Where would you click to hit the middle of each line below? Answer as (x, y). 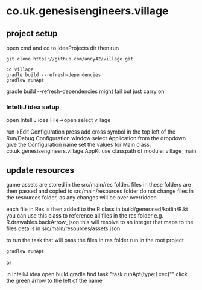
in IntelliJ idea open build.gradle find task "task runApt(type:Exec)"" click (97, 274)
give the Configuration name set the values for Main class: (79, 145)
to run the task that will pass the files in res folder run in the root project (95, 240)
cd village (20, 69)
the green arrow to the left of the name (54, 281)
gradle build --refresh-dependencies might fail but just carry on (85, 91)
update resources (40, 170)
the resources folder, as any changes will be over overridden (81, 198)
